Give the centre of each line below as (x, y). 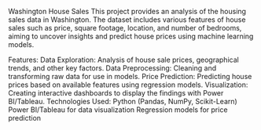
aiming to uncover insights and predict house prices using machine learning (131, 36)
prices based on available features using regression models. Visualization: (128, 85)
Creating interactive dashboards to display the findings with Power (116, 93)
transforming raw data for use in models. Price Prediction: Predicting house (130, 76)
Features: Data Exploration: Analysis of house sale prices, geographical (124, 60)
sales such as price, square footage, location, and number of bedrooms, (125, 28)
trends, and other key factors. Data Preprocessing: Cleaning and (112, 68)
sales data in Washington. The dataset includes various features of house (127, 20)
